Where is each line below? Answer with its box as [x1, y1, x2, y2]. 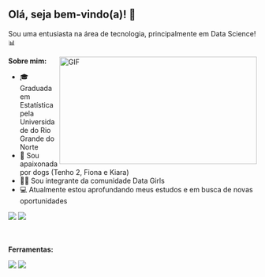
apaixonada [19, 159, 58, 169]
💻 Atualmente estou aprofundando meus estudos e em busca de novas [19, 184, 254, 194]
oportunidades [19, 195, 68, 206]
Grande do [19, 134, 55, 143]
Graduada [19, 83, 53, 93]
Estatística [19, 100, 54, 109]
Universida [19, 116, 55, 127]
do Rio [30, 125, 51, 135]
